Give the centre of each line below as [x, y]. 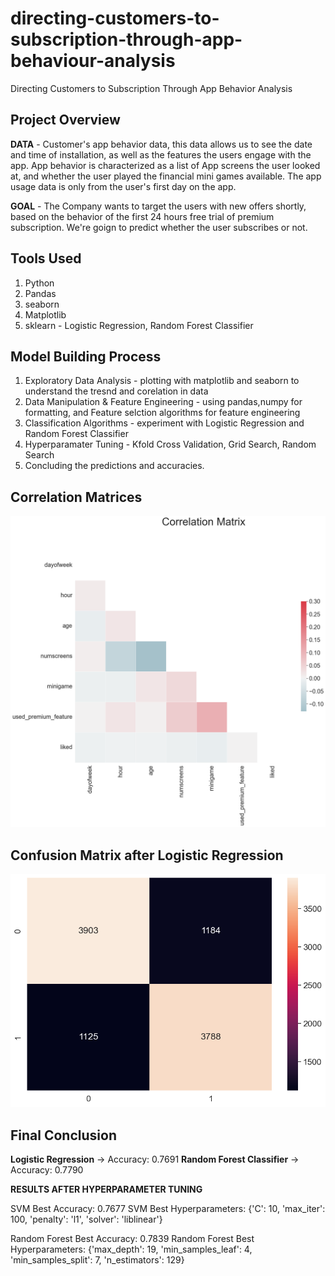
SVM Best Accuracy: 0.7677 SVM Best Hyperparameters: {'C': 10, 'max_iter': [168, 1209]
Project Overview [65, 120]
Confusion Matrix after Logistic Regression [147, 855]
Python [39, 283]
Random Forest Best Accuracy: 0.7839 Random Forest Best [132, 1239]
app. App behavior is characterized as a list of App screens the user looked [165, 165]
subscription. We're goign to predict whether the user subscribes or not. [159, 227]
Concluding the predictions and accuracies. [114, 466]
